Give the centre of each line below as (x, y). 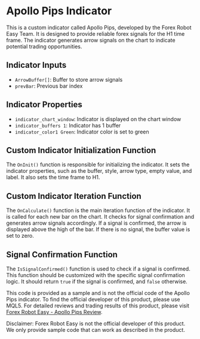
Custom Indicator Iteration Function (74, 196)
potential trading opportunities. (44, 46)
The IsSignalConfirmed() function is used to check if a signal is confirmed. (99, 269)
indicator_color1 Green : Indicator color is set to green (82, 132)
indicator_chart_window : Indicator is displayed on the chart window (98, 119)
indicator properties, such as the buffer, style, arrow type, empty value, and (99, 171)
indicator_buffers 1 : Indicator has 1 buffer (68, 125)
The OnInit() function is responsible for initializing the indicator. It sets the (98, 164)
